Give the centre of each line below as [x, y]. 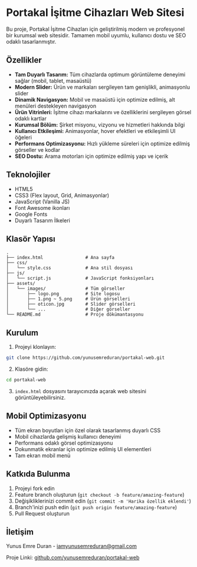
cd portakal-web [26, 380]
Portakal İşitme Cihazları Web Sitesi [95, 13]
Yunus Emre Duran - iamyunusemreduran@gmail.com [72, 546]
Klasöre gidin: [31, 369]
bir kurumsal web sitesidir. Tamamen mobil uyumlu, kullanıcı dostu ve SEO [96, 35]
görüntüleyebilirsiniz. [40, 397]
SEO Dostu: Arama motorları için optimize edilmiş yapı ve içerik [91, 156]
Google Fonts [31, 214]
